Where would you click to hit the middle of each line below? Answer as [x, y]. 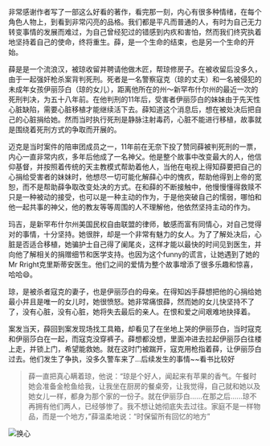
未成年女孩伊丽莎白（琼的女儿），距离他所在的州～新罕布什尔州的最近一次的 [133, 89]
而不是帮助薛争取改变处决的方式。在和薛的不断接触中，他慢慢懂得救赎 [138, 187]
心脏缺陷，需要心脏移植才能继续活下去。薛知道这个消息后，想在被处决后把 [131, 109]
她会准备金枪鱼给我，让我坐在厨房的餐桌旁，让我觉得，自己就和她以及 [144, 386]
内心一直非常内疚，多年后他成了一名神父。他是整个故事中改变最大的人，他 [131, 157]
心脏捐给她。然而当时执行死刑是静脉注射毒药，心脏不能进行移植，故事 [138, 120]
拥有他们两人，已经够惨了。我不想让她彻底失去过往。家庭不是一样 [144, 406]
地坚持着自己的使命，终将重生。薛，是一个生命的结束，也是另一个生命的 [128, 42]
